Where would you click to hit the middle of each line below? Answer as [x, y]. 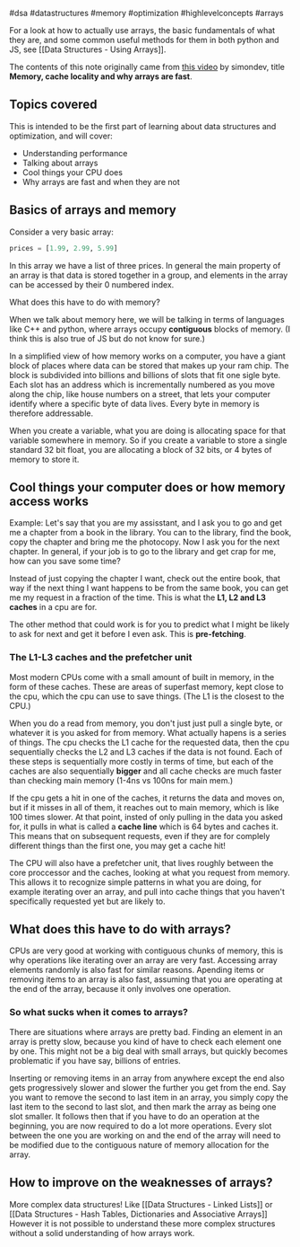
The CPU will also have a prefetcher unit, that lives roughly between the [141, 862]
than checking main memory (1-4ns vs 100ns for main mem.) [121, 780]
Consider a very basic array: [61, 232]
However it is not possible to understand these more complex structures [142, 1223]
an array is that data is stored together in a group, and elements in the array [149, 275]
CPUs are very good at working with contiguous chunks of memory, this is [146, 951]
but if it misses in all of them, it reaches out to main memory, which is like [144, 807]
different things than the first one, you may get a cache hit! [118, 845]
